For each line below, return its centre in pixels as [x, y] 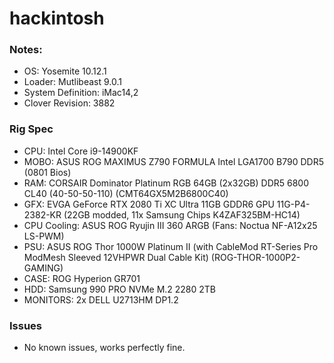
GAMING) [43, 268]
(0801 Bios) [47, 172]
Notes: [26, 50]
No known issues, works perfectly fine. [104, 348]
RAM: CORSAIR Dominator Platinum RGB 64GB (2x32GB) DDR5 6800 [166, 183]
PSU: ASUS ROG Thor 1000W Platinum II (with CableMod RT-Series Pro [171, 246]
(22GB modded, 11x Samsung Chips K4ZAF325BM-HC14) [182, 214]
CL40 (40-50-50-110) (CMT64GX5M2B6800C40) [126, 193]
